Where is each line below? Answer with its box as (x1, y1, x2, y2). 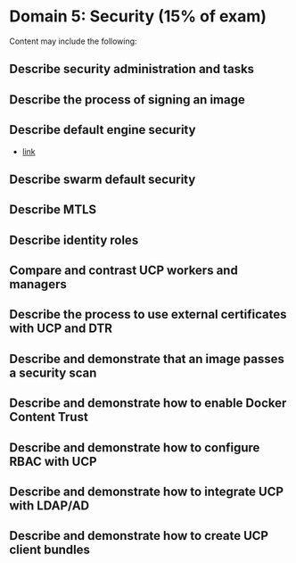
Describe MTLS (9, 203, 97, 218)
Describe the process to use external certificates (9, 307, 287, 322)
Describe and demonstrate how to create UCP (9, 528, 269, 543)
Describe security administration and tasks (9, 62, 255, 77)
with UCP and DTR (9, 321, 113, 336)
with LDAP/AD (9, 498, 90, 514)
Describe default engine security (9, 122, 196, 137)
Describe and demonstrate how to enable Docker (9, 395, 287, 411)
